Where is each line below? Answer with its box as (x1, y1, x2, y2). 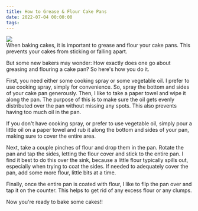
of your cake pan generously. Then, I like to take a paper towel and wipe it (6, 90, 186, 97)
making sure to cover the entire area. (6, 132, 96, 139)
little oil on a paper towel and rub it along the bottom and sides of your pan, (6, 126, 189, 134)
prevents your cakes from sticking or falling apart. (6, 48, 128, 55)
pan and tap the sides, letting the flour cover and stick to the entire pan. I (6, 150, 184, 157)
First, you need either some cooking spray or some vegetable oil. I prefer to (6, 77, 190, 85)
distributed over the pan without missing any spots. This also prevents (6, 102, 177, 109)
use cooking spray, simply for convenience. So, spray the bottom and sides (6, 83, 190, 90)
